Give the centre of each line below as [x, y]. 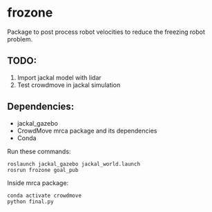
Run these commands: [39, 151]
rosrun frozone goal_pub [43, 170]
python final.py [30, 202]
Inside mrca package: [38, 183]
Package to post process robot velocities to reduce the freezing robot [106, 32]
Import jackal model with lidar [59, 77]
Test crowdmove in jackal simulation [69, 85]
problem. [20, 39]
